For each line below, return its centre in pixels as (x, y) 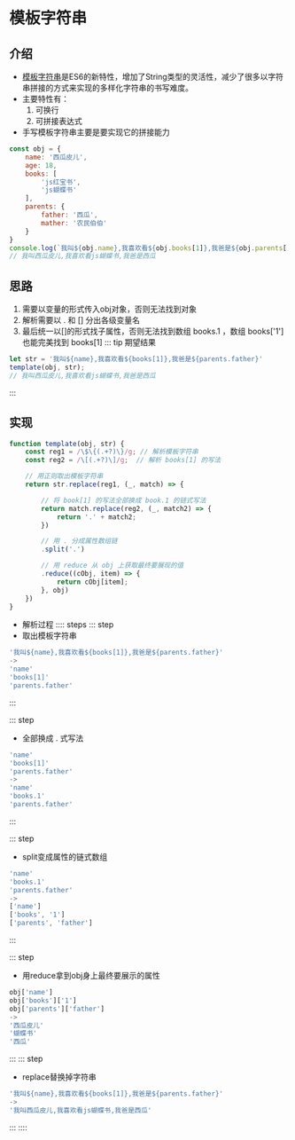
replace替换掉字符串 (59, 1077)
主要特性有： (45, 99)
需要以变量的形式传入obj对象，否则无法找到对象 (109, 309)
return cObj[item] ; (92, 582)
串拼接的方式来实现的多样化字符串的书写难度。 (107, 88)
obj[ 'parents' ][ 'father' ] (57, 1009)
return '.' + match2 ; (97, 517)
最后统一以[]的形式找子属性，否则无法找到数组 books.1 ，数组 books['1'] (153, 331)
